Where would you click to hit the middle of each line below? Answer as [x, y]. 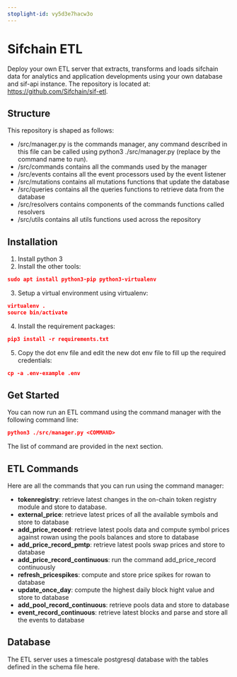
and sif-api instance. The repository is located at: [79, 84]
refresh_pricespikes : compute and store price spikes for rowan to [114, 575]
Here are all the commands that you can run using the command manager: [116, 486]
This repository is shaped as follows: [61, 130]
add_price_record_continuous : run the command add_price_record [117, 560]
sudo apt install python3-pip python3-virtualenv [82, 280]
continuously [36, 567]
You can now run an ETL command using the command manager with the [114, 413]
